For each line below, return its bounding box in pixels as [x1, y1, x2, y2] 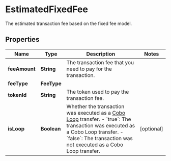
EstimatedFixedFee [5, 4, 88, 15]
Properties [5, 35, 40, 44]
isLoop [8, 125, 25, 132]
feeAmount [8, 65, 36, 72]
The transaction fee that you [66, 59, 134, 66]
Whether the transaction [66, 103, 125, 110]
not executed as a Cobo [66, 141, 124, 148]
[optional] [139, 125, 163, 132]
